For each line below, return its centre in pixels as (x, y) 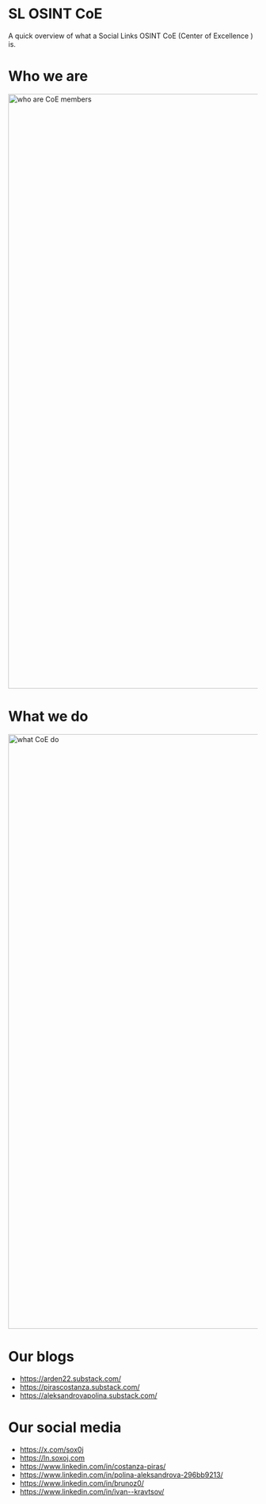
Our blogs (41, 1357)
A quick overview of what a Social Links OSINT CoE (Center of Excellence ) (131, 36)
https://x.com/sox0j (52, 1449)
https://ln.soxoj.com (52, 1458)
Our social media (65, 1427)
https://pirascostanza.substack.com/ (80, 1387)
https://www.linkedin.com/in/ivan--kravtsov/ (92, 1491)
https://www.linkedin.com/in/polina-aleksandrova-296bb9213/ (121, 1475)
